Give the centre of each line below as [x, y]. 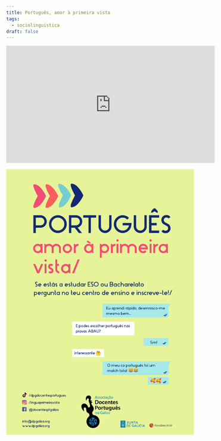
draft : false [22, 32]
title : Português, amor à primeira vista [58, 12]
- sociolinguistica [36, 25]
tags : [13, 19]
